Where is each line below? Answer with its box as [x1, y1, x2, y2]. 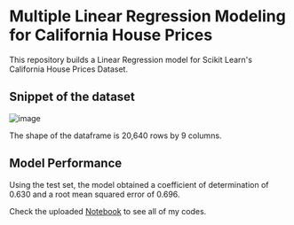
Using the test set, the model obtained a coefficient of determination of [9, 179, 269, 190]
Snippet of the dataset [9, 89, 136, 105]
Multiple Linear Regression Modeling [9, 6, 286, 27]
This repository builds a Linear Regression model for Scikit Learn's [9, 54, 253, 65]
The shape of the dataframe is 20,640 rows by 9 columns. [9, 130, 222, 141]
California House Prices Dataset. [9, 64, 129, 74]
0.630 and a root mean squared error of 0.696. [9, 189, 180, 199]
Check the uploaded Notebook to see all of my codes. [9, 206, 207, 216]
